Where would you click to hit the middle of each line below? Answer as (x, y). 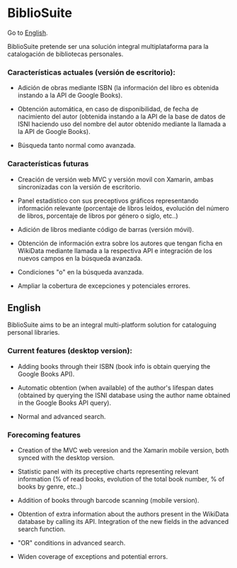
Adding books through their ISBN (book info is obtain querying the (114, 366)
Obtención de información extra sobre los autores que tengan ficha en (120, 243)
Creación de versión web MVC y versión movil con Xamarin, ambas (115, 179)
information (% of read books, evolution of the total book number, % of (121, 479)
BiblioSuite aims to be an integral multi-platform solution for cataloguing (112, 325)
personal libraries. (34, 333)
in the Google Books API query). (64, 403)
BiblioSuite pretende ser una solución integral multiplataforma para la (108, 46)
